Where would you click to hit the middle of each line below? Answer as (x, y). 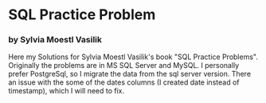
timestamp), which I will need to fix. (66, 91)
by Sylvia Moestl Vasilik (55, 40)
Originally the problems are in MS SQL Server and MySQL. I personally (124, 65)
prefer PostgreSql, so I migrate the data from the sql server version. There (130, 74)
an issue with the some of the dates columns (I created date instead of (124, 82)
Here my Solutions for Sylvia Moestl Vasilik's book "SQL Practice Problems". (133, 57)
